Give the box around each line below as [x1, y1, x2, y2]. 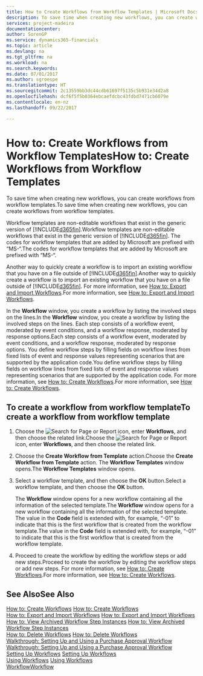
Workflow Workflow [6, 663, 54, 671]
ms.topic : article [6, 43, 53, 49]
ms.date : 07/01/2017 [6, 71, 59, 77]
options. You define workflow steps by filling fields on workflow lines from [6, 346, 191, 353]
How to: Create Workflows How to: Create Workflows [6, 605, 139, 612]
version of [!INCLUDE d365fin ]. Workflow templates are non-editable [6, 226, 175, 233]
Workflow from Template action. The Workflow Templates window [14, 459, 184, 466]
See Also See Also [6, 589, 74, 599]
